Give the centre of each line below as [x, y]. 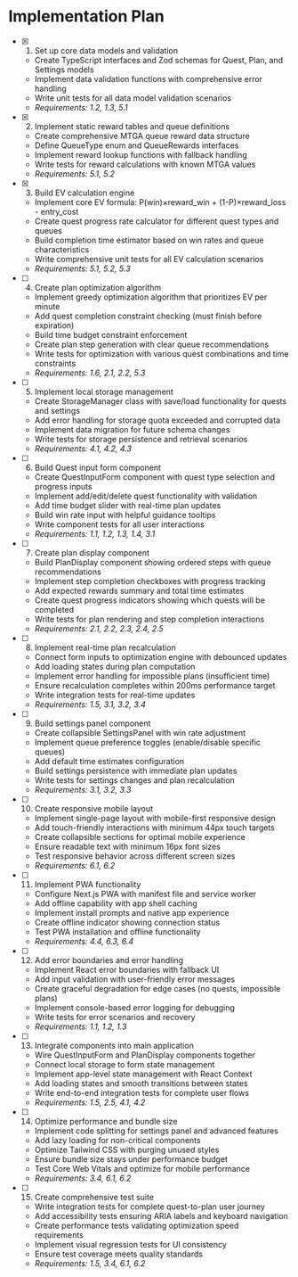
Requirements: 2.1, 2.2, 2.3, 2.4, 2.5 [99, 628]
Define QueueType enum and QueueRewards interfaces [137, 145]
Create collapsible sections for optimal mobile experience [140, 836]
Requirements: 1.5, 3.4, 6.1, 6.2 [90, 1263]
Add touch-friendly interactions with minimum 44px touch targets [154, 828]
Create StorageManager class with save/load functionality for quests [160, 401]
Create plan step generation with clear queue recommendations [151, 344]
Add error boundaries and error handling [109, 960]
